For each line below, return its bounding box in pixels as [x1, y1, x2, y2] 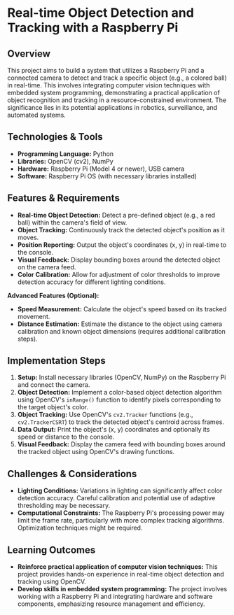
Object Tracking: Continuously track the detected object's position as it [17, 225, 226, 234]
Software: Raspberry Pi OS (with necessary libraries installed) [17, 171, 198, 180]
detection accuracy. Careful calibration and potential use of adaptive [17, 494, 216, 502]
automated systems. [7, 111, 67, 119]
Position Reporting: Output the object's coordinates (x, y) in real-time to [17, 240, 227, 249]
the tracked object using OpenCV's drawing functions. [17, 448, 175, 456]
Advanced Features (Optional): [7, 291, 99, 299]
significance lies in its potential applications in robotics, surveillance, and [7, 104, 218, 111]
